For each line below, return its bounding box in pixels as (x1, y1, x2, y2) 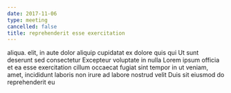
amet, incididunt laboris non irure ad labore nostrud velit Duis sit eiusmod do (7, 71, 225, 79)
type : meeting (7, 17, 48, 24)
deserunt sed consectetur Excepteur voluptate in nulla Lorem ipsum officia (7, 56, 220, 65)
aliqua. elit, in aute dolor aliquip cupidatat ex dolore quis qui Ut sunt (7, 49, 199, 57)
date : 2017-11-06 (7, 10, 57, 17)
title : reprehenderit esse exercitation (7, 29, 126, 37)
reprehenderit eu (7, 78, 55, 87)
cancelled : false (7, 23, 57, 30)
